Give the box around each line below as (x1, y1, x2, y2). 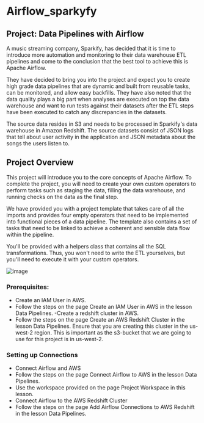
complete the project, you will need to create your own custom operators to (6, 180, 197, 187)
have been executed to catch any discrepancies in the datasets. (6, 109, 167, 115)
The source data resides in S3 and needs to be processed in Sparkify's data (6, 120, 198, 128)
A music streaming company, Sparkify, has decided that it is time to (6, 45, 176, 52)
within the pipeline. (6, 231, 54, 238)
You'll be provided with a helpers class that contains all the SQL (6, 242, 167, 250)
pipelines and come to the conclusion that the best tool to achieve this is (6, 58, 188, 65)
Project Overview (6, 157, 74, 168)
